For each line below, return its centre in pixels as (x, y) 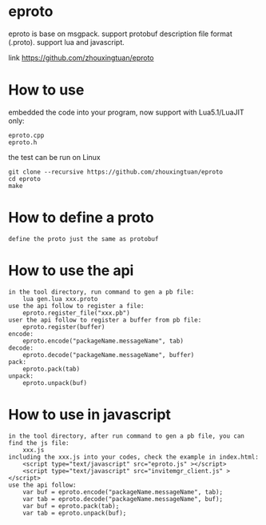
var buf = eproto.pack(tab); (71, 506)
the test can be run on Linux (55, 157)
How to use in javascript (90, 414)
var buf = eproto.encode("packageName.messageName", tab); (123, 492)
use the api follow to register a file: (77, 306)
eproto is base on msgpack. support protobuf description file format (121, 34)
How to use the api (71, 271)
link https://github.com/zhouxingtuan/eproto (81, 58)
